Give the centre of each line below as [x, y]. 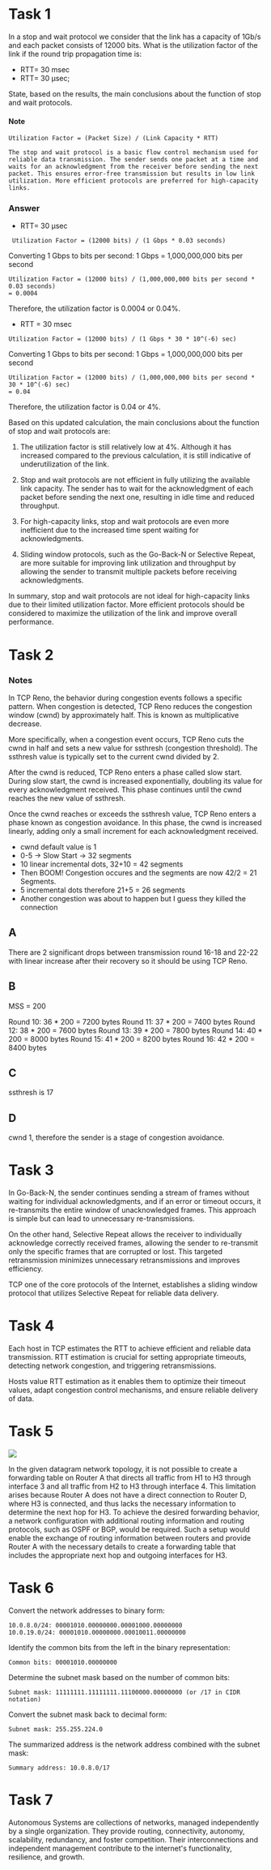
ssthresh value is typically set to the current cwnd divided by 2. [114, 756]
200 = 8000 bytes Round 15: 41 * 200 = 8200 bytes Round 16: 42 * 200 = [132, 1038]
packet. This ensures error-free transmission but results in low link [131, 174]
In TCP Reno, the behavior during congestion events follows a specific [125, 698]
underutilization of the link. [64, 464]
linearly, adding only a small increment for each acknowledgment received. [133, 831]
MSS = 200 [27, 1006]
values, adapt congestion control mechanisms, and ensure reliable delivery [133, 1390]
